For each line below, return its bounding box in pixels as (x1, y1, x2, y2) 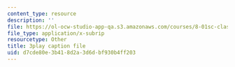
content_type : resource (7, 10, 77, 17)
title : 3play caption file (7, 43, 86, 50)
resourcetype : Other (7, 36, 68, 43)
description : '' (7, 17, 55, 24)
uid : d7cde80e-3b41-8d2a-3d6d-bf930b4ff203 (7, 50, 136, 57)
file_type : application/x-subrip (7, 29, 105, 37)
